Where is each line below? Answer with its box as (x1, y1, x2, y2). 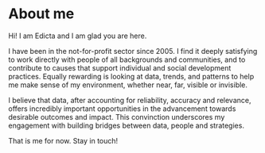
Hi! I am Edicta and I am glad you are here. (8, 31, 147, 40)
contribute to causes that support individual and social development (8, 63, 232, 72)
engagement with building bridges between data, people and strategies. (8, 120, 245, 130)
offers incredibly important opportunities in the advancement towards (8, 104, 236, 113)
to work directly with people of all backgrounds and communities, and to (8, 55, 246, 64)
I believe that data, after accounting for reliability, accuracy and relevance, (8, 95, 251, 105)
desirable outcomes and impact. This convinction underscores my (8, 112, 225, 121)
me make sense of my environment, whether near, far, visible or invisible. (8, 80, 248, 90)
